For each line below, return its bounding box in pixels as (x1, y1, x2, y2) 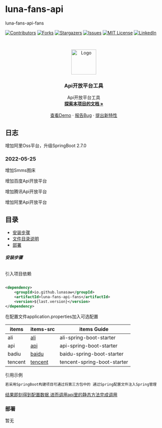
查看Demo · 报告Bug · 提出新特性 (50, 112, 118, 118)
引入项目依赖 (5, 271, 31, 277)
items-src (30, 325, 55, 332)
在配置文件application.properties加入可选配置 (5, 313, 99, 319)
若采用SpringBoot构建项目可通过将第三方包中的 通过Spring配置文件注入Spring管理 (5, 381, 157, 387)
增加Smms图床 (5, 167, 36, 173)
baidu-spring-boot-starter (59, 350, 124, 357)
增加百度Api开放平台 (5, 178, 47, 184)
